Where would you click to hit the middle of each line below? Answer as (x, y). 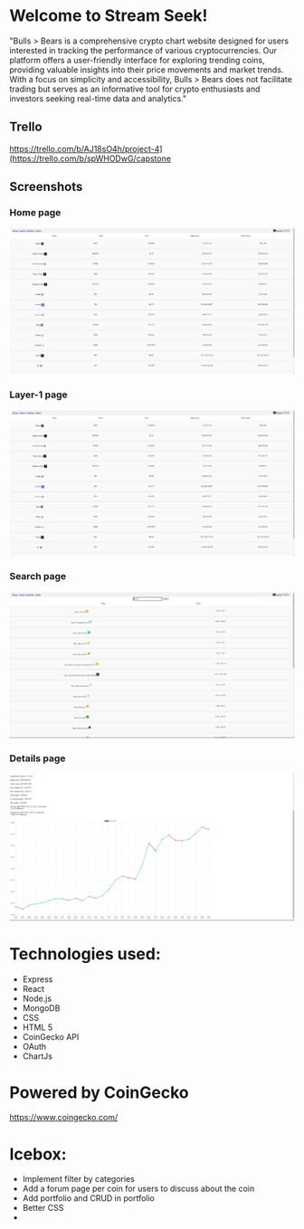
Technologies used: (85, 953)
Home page (35, 213)
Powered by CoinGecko (99, 1092)
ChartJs (37, 1056)
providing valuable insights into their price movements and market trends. (147, 70)
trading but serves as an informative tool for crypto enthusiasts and (135, 89)
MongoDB (41, 1008)
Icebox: (38, 1154)
